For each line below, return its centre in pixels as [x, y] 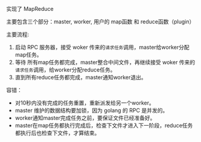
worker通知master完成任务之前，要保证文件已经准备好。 [85, 118]
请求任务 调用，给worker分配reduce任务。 [65, 70]
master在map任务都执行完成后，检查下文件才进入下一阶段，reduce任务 [104, 125]
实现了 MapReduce [30, 9]
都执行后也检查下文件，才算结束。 [57, 133]
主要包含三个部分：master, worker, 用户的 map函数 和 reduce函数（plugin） [101, 22]
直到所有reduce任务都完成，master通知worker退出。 [81, 77]
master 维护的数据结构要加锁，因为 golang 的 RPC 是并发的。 [91, 110]
